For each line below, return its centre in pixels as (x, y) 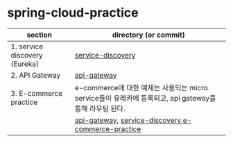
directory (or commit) (148, 35)
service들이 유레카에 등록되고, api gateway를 (146, 98)
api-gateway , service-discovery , (129, 120)
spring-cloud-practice (73, 13)
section (39, 35)
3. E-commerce (37, 93)
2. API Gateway (36, 75)
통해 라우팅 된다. (101, 108)
